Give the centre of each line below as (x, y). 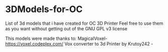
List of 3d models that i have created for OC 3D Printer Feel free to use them (84, 23)
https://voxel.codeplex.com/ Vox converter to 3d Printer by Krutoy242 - (79, 43)
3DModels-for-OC (44, 9)
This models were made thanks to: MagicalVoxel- (56, 38)
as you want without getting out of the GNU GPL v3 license (66, 28)
